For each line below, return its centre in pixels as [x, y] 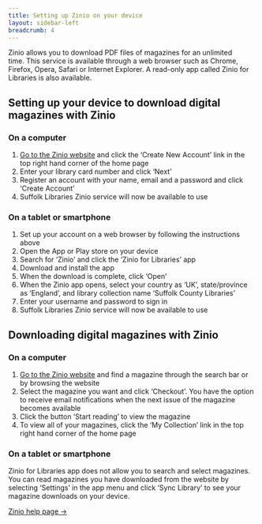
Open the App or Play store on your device [89, 251]
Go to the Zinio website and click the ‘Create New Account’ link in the [132, 155]
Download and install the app [67, 268]
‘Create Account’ [47, 188]
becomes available [50, 409]
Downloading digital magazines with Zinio [113, 335]
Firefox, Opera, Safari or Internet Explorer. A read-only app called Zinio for [129, 70]
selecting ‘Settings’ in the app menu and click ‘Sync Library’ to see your [125, 488]
